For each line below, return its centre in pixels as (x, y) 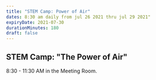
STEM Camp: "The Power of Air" (67, 57)
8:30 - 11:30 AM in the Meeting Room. (52, 71)
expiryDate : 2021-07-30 (35, 22)
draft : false (22, 33)
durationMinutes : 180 (33, 28)
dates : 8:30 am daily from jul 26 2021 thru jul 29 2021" (78, 17)
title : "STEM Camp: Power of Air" (48, 11)
